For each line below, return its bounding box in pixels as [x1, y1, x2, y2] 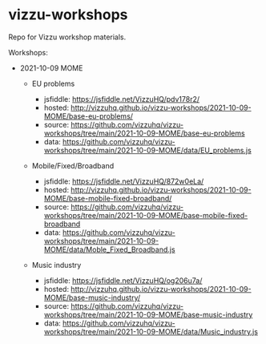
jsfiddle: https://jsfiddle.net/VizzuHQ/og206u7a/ [43, 275, 203, 285]
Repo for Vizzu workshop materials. [8, 32, 127, 42]
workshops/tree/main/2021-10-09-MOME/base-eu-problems [43, 128, 246, 138]
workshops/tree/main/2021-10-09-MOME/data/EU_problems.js [43, 145, 252, 155]
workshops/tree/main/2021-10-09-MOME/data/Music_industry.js [43, 326, 259, 336]
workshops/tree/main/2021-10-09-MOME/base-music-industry [43, 310, 253, 319]
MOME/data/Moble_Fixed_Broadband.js [43, 245, 175, 254]
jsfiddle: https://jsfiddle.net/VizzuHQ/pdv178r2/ [43, 94, 200, 103]
